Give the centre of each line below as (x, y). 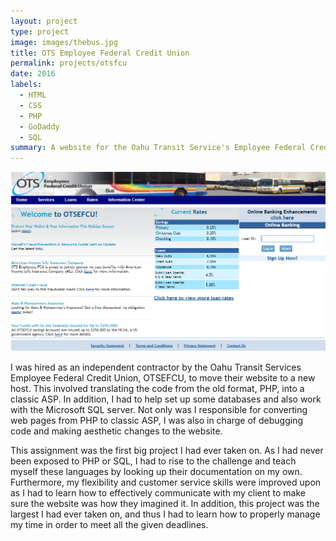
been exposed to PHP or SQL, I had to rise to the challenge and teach (153, 461)
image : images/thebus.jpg (64, 42)
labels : (26, 85)
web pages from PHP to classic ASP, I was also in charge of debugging (156, 421)
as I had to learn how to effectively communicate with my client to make (158, 493)
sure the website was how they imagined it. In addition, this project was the (165, 504)
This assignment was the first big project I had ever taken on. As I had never (167, 451)
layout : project (44, 21)
